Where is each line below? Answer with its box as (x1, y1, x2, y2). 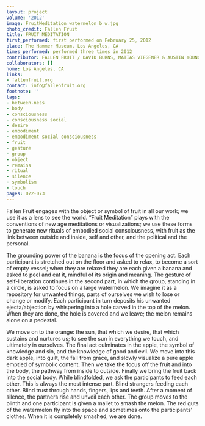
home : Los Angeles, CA (6, 65, 64, 72)
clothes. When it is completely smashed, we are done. (6, 413, 142, 420)
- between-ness (6, 99, 45, 106)
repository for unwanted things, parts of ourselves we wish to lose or (6, 291, 180, 298)
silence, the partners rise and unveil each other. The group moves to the (6, 393, 188, 400)
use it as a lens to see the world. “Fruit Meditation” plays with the (6, 214, 170, 221)
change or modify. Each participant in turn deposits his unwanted (6, 297, 171, 304)
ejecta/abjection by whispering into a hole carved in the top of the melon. (6, 303, 190, 311)
